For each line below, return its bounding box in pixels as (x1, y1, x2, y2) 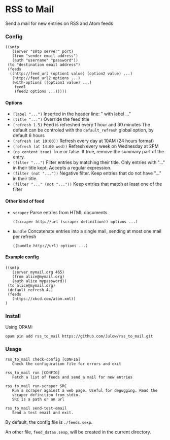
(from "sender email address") (12, 53, 79, 59)
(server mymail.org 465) (12, 269, 65, 275)
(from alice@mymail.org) (12, 274, 65, 279)
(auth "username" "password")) (12, 58, 79, 63)
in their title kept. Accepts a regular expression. (12, 165, 112, 171)
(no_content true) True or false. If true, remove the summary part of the (12, 149, 164, 155)
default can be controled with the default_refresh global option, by (12, 127, 154, 133)
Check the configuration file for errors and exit (12, 361, 122, 366)
